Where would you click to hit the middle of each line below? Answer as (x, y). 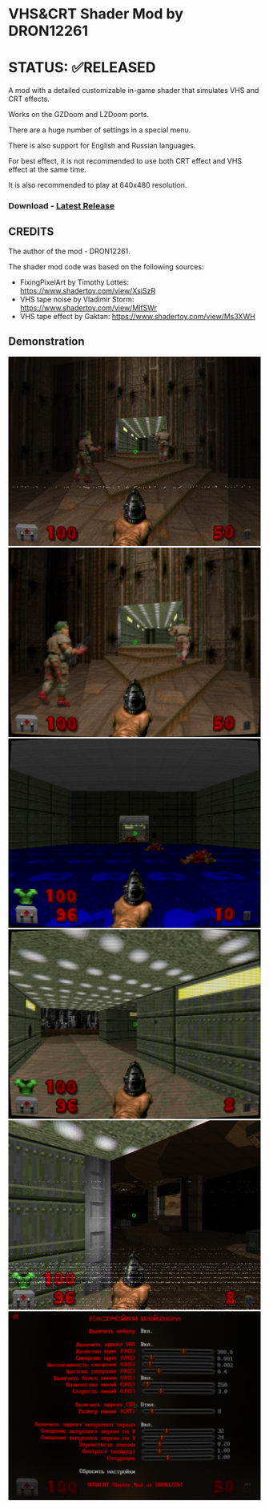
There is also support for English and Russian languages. (102, 146)
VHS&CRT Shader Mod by (96, 14)
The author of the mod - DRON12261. (69, 251)
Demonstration (47, 342)
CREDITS (31, 232)
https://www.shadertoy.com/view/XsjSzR (88, 290)
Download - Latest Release (61, 206)
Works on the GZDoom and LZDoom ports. (79, 115)
